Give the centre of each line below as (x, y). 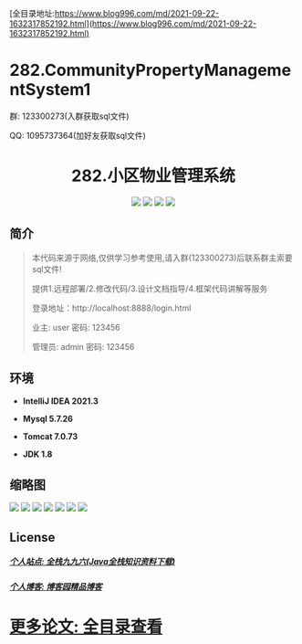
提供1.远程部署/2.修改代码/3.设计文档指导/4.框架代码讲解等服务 (150, 288)
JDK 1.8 (37, 454)
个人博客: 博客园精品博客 (56, 586)
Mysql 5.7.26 (47, 418)
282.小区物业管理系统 (153, 176)
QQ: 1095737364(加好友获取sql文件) (78, 135)
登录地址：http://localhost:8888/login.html (111, 308)
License (32, 537)
